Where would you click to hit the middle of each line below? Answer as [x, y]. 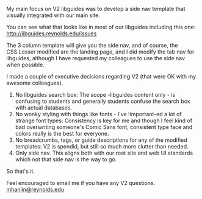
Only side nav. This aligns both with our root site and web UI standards [104, 153]
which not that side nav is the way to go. [66, 159]
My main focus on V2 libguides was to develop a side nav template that [96, 9]
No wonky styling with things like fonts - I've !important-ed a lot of [98, 114]
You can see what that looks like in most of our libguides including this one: [101, 27]
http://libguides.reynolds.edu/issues [52, 33]
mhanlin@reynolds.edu [35, 189]
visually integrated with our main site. [53, 15]
